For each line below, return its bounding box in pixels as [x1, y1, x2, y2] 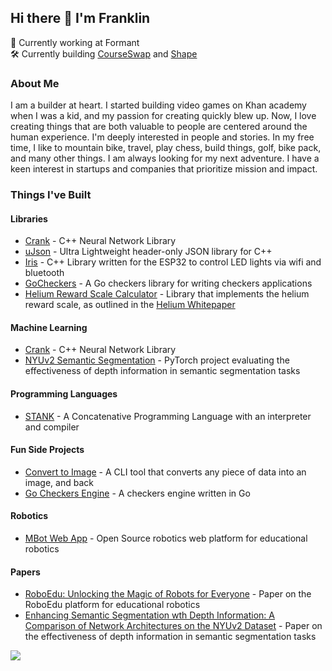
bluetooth [24, 267, 65, 279]
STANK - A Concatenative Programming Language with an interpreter [24, 410, 312, 422]
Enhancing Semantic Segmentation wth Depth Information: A [24, 609, 276, 621]
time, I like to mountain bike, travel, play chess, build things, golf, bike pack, [10, 142, 322, 154]
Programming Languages [10, 388, 118, 400]
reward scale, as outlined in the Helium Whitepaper [24, 299, 236, 311]
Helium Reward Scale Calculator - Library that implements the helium [24, 288, 310, 300]
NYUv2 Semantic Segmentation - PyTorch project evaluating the [24, 354, 290, 366]
